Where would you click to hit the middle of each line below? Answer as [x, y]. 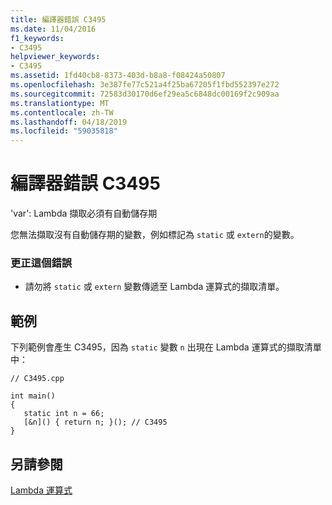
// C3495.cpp [37, 379]
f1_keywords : [37, 38]
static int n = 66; [64, 414]
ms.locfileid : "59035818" [64, 131]
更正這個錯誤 [41, 263]
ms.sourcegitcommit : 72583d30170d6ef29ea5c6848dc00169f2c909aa [145, 94]
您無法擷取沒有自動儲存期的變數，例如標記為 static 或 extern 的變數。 [155, 235]
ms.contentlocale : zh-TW [62, 112]
